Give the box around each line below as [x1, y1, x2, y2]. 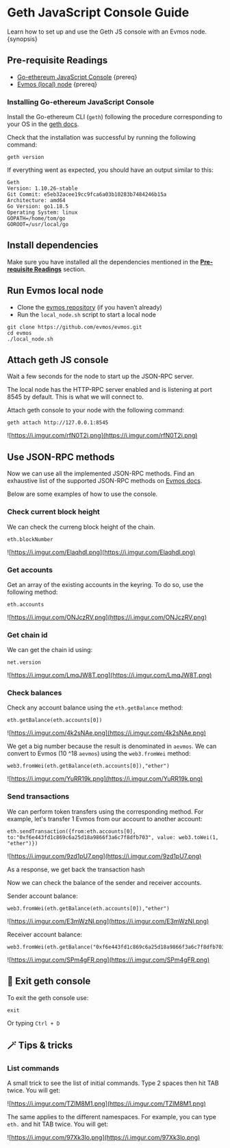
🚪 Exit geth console [7, 975, 91, 987]
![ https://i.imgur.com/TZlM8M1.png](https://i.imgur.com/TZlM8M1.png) [7, 1099, 207, 1108]
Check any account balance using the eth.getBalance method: [7, 703, 183, 712]
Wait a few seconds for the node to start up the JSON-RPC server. [7, 372, 194, 381]
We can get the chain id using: [7, 646, 93, 654]
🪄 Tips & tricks [7, 1039, 73, 1051]
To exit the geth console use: [7, 993, 89, 1001]
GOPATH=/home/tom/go [7, 215, 66, 222]
